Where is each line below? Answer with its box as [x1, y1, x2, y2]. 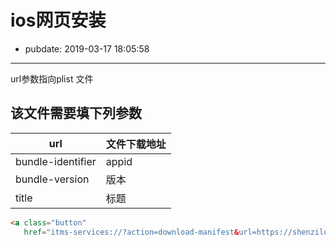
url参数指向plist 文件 [10, 72, 94, 85]
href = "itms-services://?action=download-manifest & [23, 227, 240, 237]
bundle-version [15, 172, 90, 186]
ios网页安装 [10, 9, 107, 32]
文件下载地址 [105, 137, 167, 151]
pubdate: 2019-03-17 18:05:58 [24, 42, 150, 55]
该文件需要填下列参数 [10, 105, 142, 122]
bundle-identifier [15, 154, 97, 168]
